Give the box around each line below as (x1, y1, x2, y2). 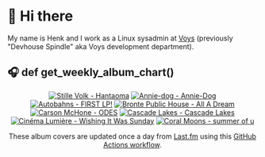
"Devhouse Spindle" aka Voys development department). (7, 41, 194, 51)
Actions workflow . (103, 140, 162, 149)
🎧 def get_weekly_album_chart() (7, 66, 175, 79)
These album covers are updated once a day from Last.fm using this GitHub (8, 131, 257, 141)
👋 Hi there (7, 7, 73, 25)
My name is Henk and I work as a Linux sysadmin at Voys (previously (7, 33, 233, 43)
